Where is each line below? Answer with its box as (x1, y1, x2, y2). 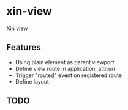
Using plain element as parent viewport (15, 58, 115, 65)
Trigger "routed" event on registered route (15, 71, 122, 79)
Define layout (15, 78, 49, 85)
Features (6, 42, 41, 53)
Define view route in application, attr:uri (15, 65, 115, 72)
